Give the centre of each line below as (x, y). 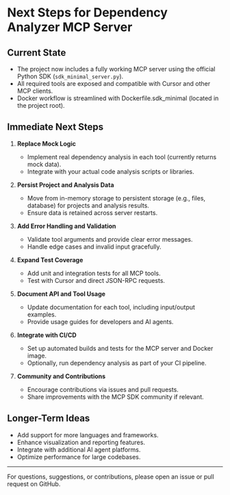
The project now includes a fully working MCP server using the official (116, 69)
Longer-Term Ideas (49, 418)
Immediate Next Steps (55, 127)
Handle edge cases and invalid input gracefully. (94, 246)
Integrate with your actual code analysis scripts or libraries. (111, 171)
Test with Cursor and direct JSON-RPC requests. (96, 280)
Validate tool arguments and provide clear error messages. (110, 239)
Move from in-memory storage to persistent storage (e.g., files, (116, 198)
